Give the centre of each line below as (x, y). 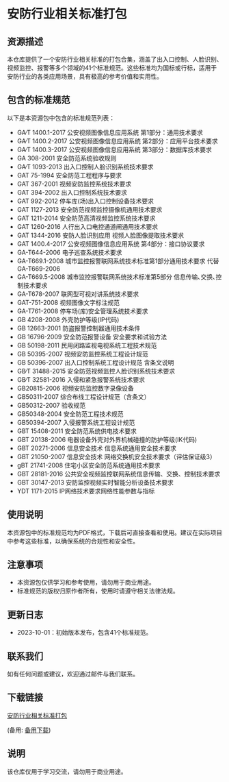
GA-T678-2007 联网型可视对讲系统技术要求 (78, 294)
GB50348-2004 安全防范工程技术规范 (70, 414)
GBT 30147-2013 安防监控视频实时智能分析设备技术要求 (95, 482)
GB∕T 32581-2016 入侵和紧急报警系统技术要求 (81, 379)
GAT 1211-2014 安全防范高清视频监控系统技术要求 (86, 218)
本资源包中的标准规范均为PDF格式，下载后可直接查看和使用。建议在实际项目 (115, 533)
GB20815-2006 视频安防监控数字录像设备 (76, 388)
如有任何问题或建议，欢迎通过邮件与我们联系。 (73, 674)
